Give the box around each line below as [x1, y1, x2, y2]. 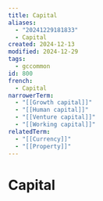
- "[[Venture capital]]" [15, 113, 96, 121]
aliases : [8, 19, 37, 27]
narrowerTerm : [8, 92, 55, 99]
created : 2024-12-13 [8, 41, 76, 48]
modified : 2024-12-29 [8, 48, 79, 56]
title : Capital [8, 11, 58, 20]
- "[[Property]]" [15, 142, 72, 150]
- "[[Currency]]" [15, 135, 72, 143]
